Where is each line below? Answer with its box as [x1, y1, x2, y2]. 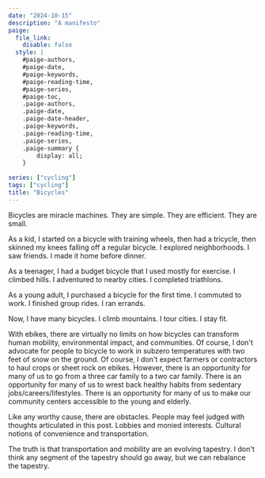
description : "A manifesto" [8, 19, 101, 27]
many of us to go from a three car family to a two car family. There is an [8, 371, 242, 380]
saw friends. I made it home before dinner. [8, 250, 146, 260]
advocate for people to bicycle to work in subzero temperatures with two [8, 346, 245, 355]
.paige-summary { [22, 144, 80, 152]
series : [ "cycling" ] [8, 174, 77, 182]
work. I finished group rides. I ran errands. [8, 298, 146, 308]
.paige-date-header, [22, 115, 90, 123]
